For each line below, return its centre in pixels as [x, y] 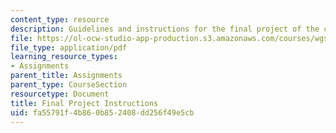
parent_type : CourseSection [69, 85]
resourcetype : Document [60, 94]
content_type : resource [60, 19]
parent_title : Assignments [66, 76]
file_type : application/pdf [69, 47]
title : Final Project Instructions [84, 103]
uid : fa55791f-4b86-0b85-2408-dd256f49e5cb [102, 112]
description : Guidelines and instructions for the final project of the [165, 29]
